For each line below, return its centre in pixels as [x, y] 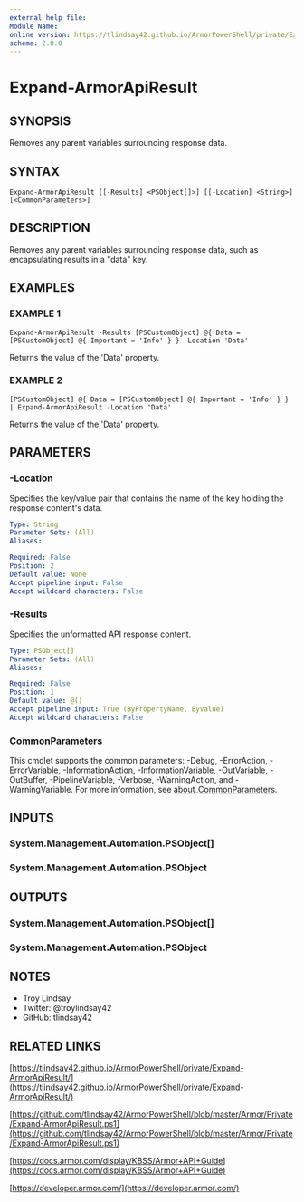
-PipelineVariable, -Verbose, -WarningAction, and [141, 780]
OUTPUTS [38, 897]
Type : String [34, 524]
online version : [40, 34]
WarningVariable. [42, 790]
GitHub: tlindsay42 [57, 1018]
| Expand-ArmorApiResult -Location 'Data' [90, 407]
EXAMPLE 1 [35, 313]
